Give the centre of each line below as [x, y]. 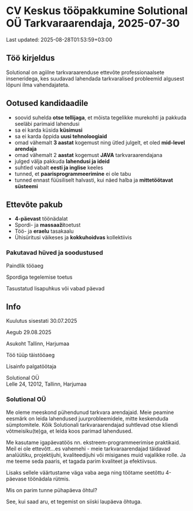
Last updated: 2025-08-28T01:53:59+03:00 [59, 39]
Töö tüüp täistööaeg [30, 355]
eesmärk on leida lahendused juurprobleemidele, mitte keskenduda [87, 418]
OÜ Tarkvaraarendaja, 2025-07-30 [93, 23]
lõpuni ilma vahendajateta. [38, 85]
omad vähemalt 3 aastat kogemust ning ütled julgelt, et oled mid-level [100, 142]
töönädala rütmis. [49, 479]
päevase [16, 479]
